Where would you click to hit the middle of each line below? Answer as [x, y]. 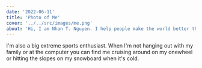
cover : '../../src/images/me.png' [50, 23]
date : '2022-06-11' [31, 12]
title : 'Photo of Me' [33, 17]
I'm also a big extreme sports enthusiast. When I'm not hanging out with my [100, 46]
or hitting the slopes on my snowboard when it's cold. [73, 58]
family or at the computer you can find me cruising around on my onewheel [99, 52]
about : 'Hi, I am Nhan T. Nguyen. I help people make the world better [98, 29]
